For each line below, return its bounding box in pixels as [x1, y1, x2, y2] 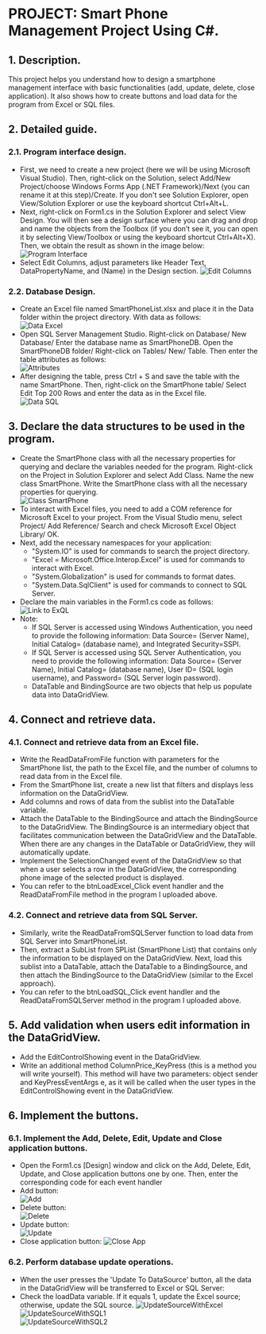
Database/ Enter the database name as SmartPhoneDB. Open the [19, 337, 233, 347]
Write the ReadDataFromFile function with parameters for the [19, 754, 220, 764]
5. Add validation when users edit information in [8, 1018, 251, 1032]
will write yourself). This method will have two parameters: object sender [19, 1068, 258, 1078]
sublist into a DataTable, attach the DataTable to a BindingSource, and [19, 961, 248, 971]
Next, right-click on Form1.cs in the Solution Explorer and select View [19, 207, 246, 216]
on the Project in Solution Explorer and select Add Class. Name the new [19, 470, 254, 479]
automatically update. [19, 847, 91, 857]
